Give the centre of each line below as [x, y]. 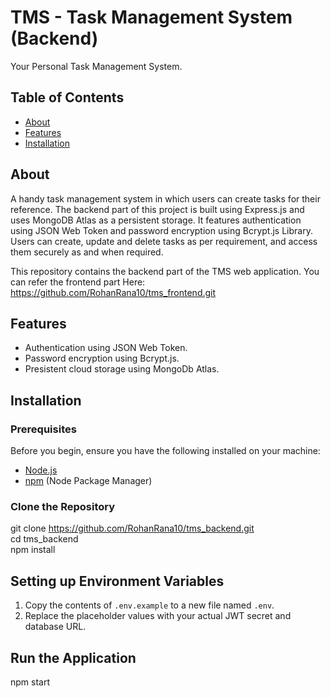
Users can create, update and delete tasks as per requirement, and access [164, 241]
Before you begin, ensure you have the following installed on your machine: [165, 451]
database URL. [55, 627]
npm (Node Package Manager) [88, 481]
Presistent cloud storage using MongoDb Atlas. [122, 369]
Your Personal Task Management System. [96, 66]
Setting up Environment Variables [117, 581]
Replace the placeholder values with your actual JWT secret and [158, 616]
